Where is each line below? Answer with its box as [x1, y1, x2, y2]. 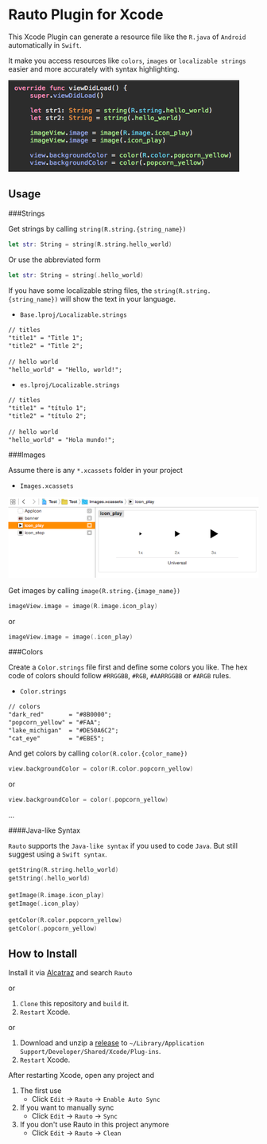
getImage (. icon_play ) [8, 900, 80, 908]
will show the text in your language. [60, 294, 176, 303]
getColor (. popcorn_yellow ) [8, 925, 98, 933]
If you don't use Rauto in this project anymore [19, 1119, 169, 1129]
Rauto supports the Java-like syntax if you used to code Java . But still [8, 841, 238, 851]
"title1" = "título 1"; [8, 404, 87, 412]
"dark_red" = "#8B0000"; [8, 711, 112, 719]
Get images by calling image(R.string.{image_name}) [8, 585, 181, 595]
